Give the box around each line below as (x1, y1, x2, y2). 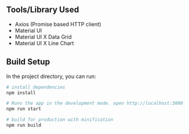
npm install (6, 89, 36, 96)
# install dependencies (6, 84, 66, 90)
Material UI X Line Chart (14, 39, 74, 46)
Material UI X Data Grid (14, 33, 72, 40)
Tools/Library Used (6, 5, 80, 15)
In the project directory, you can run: (6, 73, 96, 80)
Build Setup (6, 57, 50, 67)
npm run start (6, 106, 42, 112)
